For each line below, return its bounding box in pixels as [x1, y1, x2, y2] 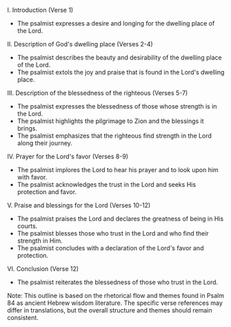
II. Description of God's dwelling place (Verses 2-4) [7, 40, 153, 48]
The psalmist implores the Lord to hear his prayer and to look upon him [17, 166, 219, 174]
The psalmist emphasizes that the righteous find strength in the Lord [17, 131, 212, 140]
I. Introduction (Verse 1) [7, 6, 74, 14]
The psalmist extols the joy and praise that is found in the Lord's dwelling [17, 68, 225, 76]
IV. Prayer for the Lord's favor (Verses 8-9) [7, 152, 129, 160]
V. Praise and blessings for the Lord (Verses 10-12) [7, 201, 151, 209]
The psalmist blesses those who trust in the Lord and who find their [17, 230, 209, 237]
